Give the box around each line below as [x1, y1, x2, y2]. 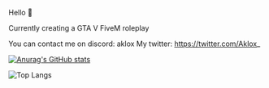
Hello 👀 [8, 8, 33, 17]
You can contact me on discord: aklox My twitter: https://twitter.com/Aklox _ [8, 39, 261, 48]
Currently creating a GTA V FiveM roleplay [8, 23, 150, 32]
